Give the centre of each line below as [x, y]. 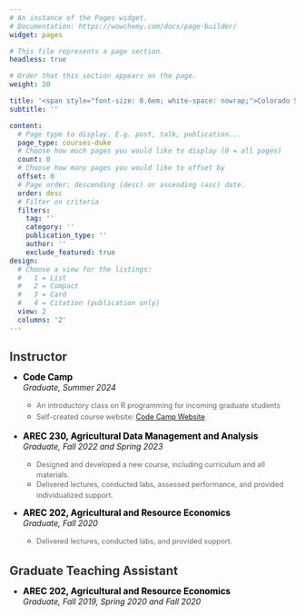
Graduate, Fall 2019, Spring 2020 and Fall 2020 [112, 601]
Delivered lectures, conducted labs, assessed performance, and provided [160, 485]
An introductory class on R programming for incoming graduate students [158, 406]
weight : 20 [30, 84]
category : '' [50, 227]
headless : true [38, 60]
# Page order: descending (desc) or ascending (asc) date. [132, 184]
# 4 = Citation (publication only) [89, 303]
